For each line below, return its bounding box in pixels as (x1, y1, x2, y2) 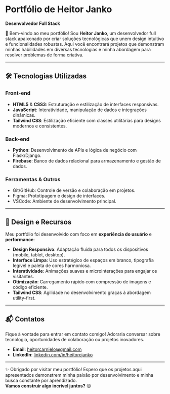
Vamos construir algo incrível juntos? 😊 (5, 382, 92, 389)
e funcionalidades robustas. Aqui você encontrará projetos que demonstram (5, 41, 164, 47)
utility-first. (12, 295, 36, 301)
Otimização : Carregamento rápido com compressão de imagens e (12, 279, 151, 285)
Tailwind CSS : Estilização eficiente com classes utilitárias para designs (12, 117, 161, 123)
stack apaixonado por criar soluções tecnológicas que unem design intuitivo (5, 36, 164, 42)
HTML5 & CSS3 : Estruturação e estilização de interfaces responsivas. (12, 101, 159, 107)
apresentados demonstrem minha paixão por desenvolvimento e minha (5, 372, 153, 378)
